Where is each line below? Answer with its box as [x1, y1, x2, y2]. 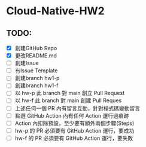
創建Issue [14, 60, 39, 67]
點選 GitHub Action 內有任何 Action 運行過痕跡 [14, 112, 129, 119]
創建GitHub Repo [14, 45, 57, 51]
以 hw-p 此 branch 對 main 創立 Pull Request [14, 90, 125, 97]
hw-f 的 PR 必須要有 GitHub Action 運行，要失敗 [14, 134, 133, 142]
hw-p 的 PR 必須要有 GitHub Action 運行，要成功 [14, 127, 135, 134]
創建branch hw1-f [14, 82, 59, 89]
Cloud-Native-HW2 [6, 4, 105, 18]
